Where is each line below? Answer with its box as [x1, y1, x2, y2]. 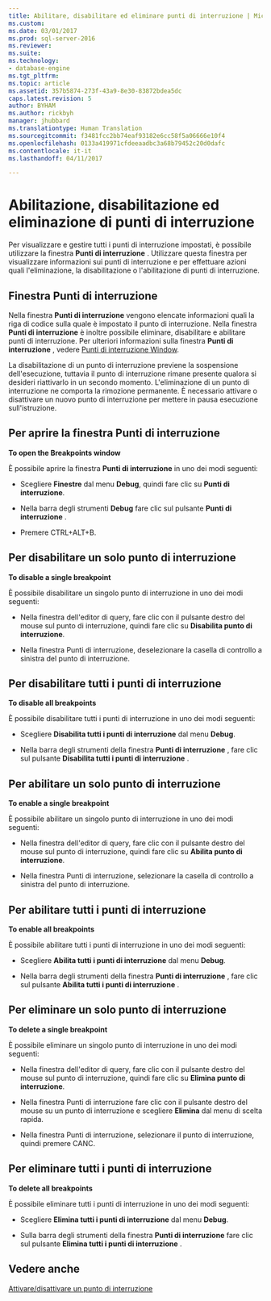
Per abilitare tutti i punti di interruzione [8, 903, 206, 916]
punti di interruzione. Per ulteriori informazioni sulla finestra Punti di [8, 336, 234, 345]
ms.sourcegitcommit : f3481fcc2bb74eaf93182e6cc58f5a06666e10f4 [8, 131, 226, 140]
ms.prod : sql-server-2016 [8, 34, 95, 43]
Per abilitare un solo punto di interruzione [8, 777, 221, 790]
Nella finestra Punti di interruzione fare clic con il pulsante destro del [19, 1097, 248, 1107]
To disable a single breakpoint [8, 572, 111, 582]
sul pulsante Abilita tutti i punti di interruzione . [19, 980, 180, 990]
